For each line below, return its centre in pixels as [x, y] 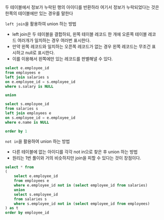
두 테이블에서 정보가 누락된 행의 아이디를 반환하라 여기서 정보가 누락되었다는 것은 [82, 7]
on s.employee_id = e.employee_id [40, 118]
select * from [20, 167]
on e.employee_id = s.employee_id [40, 82]
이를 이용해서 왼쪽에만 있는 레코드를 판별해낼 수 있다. [62, 59]
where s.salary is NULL [29, 86]
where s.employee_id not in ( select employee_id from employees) [82, 204]
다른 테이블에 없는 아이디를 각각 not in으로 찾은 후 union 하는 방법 [75, 152]
